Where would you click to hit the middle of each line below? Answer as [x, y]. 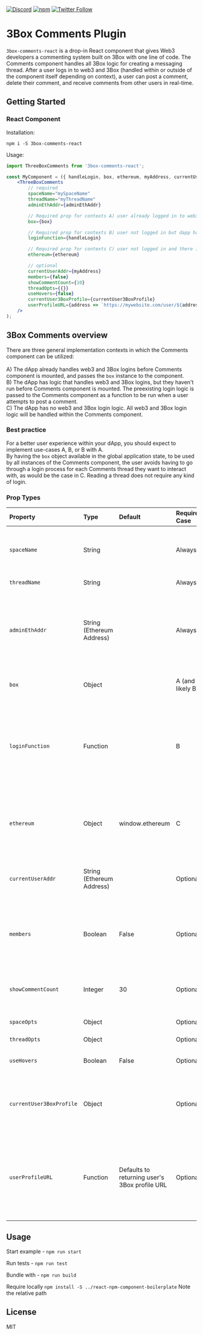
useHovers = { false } [51, 294]
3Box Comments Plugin [66, 34]
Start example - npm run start [44, 1251]
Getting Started [36, 102]
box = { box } [40, 221]
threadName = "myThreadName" [62, 199]
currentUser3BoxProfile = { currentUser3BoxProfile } [92, 299]
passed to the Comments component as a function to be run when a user [97, 395]
